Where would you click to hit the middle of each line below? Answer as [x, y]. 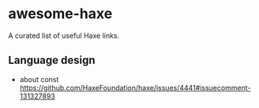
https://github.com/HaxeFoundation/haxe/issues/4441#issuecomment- [135, 88]
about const [39, 79]
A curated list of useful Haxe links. [64, 35]
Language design [52, 60]
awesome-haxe [60, 14]
